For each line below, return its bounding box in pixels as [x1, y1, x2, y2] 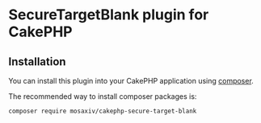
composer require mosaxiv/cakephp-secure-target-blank [8, 107, 197, 115]
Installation [8, 55, 66, 68]
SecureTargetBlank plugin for [8, 6, 209, 24]
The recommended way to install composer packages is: [8, 92, 197, 101]
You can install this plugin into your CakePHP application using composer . [8, 76, 255, 85]
